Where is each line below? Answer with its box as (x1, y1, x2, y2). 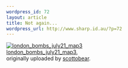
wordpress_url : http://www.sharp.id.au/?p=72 (6, 25, 122, 32)
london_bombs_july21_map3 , (6, 49, 78, 56)
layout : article (6, 14, 47, 20)
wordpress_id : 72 (6, 8, 50, 15)
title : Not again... (6, 20, 58, 26)
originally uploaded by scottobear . (6, 55, 91, 62)
